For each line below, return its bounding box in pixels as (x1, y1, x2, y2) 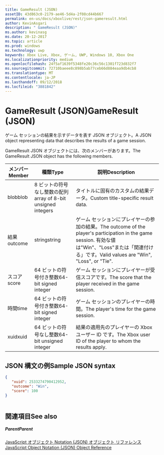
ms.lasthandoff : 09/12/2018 (5, 79, 62, 84)
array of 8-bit (34, 195, 66, 202)
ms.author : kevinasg (5, 30, 47, 35)
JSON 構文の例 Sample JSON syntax (5, 361, 116, 370)
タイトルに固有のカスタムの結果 (75, 187, 149, 194)
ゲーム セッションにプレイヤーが (75, 267, 150, 274)
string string (34, 237, 61, 243)
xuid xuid (7, 334, 27, 340)
